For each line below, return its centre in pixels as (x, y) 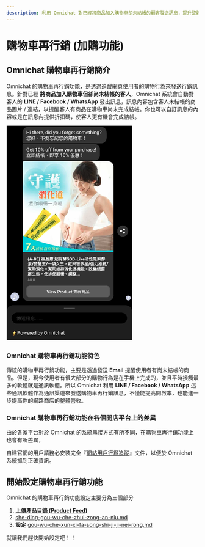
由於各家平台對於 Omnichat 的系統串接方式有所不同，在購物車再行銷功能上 (100, 432)
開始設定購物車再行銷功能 (54, 482)
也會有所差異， (25, 440)
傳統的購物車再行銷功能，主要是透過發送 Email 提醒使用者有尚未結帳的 (95, 370)
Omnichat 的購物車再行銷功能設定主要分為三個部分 (70, 497)
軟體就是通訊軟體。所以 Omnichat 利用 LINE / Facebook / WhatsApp (103, 385)
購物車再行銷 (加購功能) (65, 46)
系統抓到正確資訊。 (31, 461)
